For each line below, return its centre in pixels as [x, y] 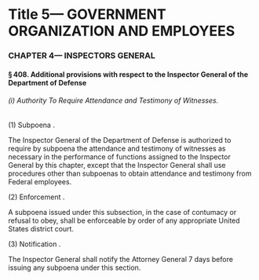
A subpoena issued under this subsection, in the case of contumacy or [122, 212]
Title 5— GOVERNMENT [87, 15]
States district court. [41, 228]
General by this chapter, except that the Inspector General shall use [117, 165]
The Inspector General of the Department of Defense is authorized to [120, 140]
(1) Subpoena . [31, 125]
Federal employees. [40, 181]
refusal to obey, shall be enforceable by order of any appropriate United [124, 220]
